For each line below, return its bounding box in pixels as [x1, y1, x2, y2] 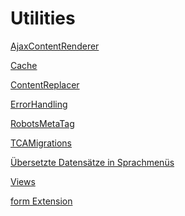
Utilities [10, 7, 76, 30]
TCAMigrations [10, 137, 73, 149]
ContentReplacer [10, 78, 80, 91]
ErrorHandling [10, 98, 68, 110]
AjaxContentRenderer [10, 40, 100, 52]
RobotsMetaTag [10, 117, 75, 129]
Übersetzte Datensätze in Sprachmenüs [10, 156, 175, 168]
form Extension [10, 195, 73, 207]
